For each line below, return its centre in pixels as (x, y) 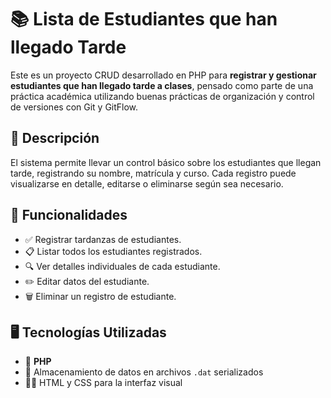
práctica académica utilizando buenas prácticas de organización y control (162, 96)
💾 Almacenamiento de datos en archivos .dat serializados (144, 372)
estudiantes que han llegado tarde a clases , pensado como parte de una (162, 85)
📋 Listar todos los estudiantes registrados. (113, 251)
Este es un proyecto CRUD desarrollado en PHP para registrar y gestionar (163, 75)
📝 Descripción (55, 138)
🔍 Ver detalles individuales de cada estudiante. (122, 266)
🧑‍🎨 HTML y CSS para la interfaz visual (103, 383)
